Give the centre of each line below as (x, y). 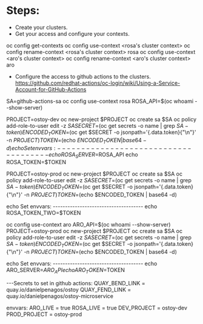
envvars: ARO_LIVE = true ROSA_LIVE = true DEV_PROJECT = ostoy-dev (97, 308)
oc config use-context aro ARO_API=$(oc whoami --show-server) (88, 225)
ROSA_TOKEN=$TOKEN (36, 162)
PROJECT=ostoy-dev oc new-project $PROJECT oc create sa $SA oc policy (101, 119)
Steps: (23, 11)
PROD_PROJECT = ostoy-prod (44, 314)
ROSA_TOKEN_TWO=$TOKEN (44, 213)
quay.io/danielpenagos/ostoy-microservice (60, 296)
